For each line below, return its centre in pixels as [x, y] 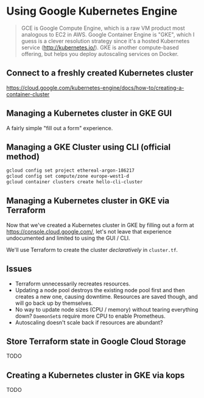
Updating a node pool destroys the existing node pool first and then [100, 290]
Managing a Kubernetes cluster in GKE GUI [89, 113]
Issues [19, 269]
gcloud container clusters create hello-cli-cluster [75, 182]
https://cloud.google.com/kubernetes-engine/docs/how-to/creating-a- [95, 88]
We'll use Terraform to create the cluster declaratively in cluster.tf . [92, 250]
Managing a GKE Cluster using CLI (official [89, 147]
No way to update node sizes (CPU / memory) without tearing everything [107, 309]
